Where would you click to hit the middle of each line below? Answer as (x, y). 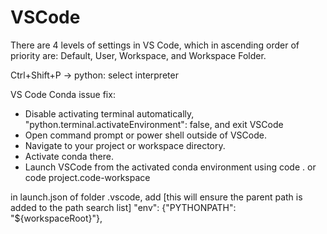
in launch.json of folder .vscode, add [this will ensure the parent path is (156, 197)
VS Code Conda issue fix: (63, 94)
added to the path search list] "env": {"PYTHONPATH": (123, 207)
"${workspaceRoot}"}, (56, 218)
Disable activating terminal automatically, (109, 113)
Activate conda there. (69, 156)
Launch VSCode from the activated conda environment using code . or (170, 167)
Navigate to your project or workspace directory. (125, 145)
